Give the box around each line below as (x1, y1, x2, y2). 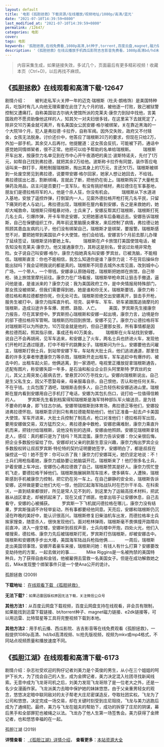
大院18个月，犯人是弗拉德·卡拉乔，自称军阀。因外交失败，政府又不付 (9, 128, 148, 134)
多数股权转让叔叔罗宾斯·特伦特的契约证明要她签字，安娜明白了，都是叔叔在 (5, 445, 156, 452)
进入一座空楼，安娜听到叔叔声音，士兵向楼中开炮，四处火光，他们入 (21, 525, 159, 531)
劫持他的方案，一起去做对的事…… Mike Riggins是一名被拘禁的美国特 (9, 549, 155, 555)
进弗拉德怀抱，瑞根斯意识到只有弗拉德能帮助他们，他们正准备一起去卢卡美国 (5, 409, 159, 415)
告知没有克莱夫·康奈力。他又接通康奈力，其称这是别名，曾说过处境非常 (5, 244, 148, 250)
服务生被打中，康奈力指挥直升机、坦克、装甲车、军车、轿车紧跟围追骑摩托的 (5, 299, 159, 305)
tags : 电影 (5, 39, 26, 44)
